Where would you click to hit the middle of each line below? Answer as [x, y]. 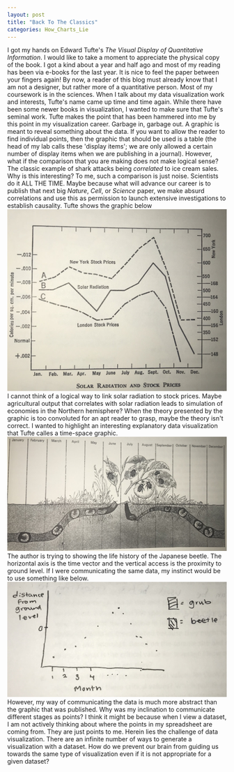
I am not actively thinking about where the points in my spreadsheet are [110, 724]
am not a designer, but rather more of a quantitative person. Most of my [110, 87]
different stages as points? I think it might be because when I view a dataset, [117, 717]
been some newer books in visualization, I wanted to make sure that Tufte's [115, 109]
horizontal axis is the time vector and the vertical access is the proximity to [114, 563]
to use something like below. [48, 578]
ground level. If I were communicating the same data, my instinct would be [114, 570]
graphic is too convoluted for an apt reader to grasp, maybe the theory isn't [116, 418]
